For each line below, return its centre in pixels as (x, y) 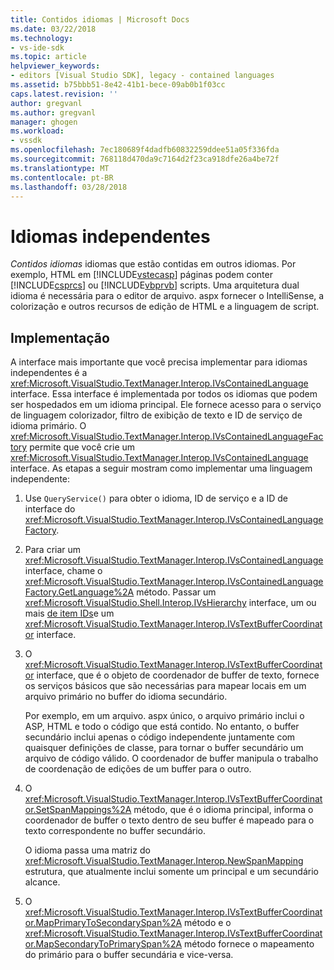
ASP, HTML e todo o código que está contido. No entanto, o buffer (162, 727)
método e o (208, 923)
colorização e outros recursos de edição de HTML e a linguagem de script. (165, 307)
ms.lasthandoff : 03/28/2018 (69, 187)
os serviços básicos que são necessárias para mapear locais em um (165, 686)
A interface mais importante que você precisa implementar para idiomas (159, 362)
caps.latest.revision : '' (64, 94)
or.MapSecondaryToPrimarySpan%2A (103, 944)
